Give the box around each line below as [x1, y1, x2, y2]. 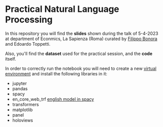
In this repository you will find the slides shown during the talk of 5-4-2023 [5, 30, 159, 36]
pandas [12, 85, 28, 91]
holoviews [12, 117, 33, 123]
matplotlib [12, 107, 33, 113]
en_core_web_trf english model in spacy [12, 96, 94, 102]
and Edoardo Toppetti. [5, 41, 51, 47]
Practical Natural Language [5, 3, 120, 15]
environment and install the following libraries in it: [5, 70, 108, 76]
